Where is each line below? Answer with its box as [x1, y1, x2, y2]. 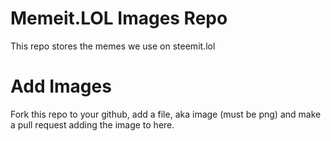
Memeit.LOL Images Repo [10, 7, 228, 30]
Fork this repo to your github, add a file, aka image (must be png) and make [10, 108, 322, 120]
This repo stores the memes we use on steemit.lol [10, 40, 216, 52]
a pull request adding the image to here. [10, 118, 175, 131]
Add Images [10, 75, 112, 98]
